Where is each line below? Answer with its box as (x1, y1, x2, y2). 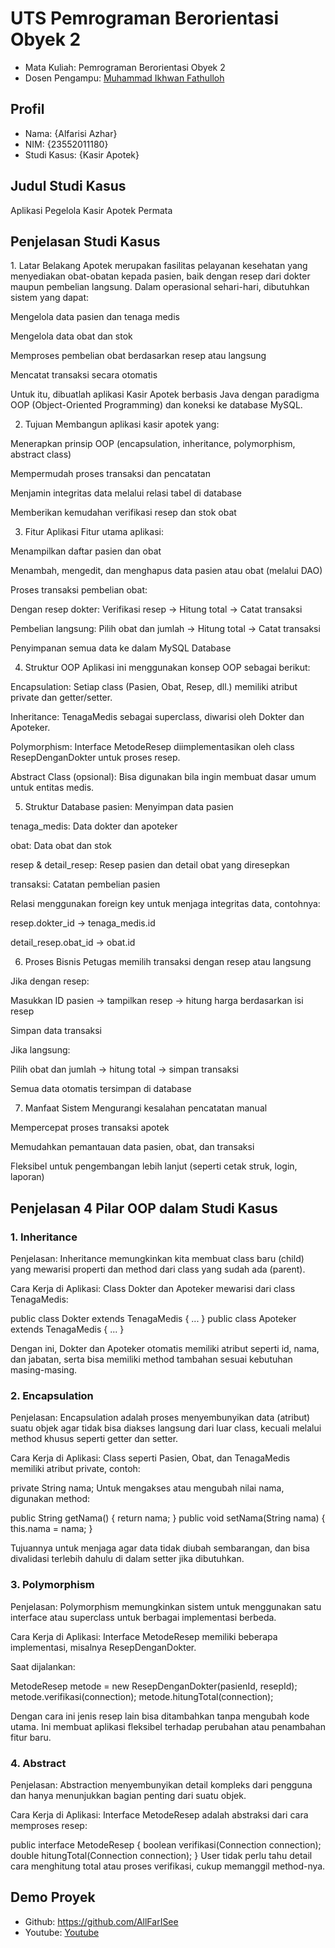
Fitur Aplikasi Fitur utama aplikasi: (24, 526, 164, 538)
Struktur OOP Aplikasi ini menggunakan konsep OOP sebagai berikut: (24, 662, 311, 674)
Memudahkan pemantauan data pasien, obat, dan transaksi (10, 1141, 255, 1153)
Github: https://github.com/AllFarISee (24, 1915, 179, 1927)
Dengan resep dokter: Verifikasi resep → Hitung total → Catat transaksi (10, 603, 303, 616)
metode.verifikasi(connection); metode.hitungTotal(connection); (10, 1690, 274, 1702)
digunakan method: (10, 1493, 90, 1505)
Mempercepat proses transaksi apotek (10, 1122, 170, 1134)
